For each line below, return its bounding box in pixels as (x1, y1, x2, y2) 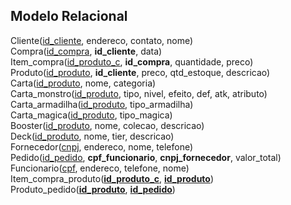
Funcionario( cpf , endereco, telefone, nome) (10, 162, 190, 174)
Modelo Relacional (10, 8, 128, 25)
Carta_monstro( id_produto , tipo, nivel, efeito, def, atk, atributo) (10, 87, 268, 99)
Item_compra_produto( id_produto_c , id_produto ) (10, 172, 215, 184)
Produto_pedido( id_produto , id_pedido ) (10, 183, 176, 195)
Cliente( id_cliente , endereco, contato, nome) (10, 34, 194, 46)
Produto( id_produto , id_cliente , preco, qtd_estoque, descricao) (10, 66, 271, 78)
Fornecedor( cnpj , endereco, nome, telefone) (10, 140, 194, 153)
